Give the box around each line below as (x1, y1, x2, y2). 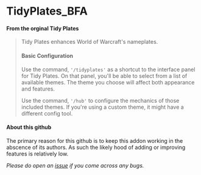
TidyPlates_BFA (6, 4, 88, 18)
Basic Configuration (21, 52, 73, 59)
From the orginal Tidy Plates (6, 24, 79, 32)
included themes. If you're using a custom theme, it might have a (21, 103, 184, 111)
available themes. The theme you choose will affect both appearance (21, 78, 195, 86)
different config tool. (21, 109, 73, 117)
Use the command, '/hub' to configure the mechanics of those (21, 97, 180, 104)
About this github (6, 123, 52, 131)
